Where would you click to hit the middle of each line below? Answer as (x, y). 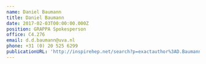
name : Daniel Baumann (34, 12)
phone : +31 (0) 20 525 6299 (42, 46)
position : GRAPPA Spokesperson (46, 29)
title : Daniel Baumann (35, 18)
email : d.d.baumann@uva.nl (41, 40)
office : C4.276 (26, 35)
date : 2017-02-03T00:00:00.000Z (48, 23)
